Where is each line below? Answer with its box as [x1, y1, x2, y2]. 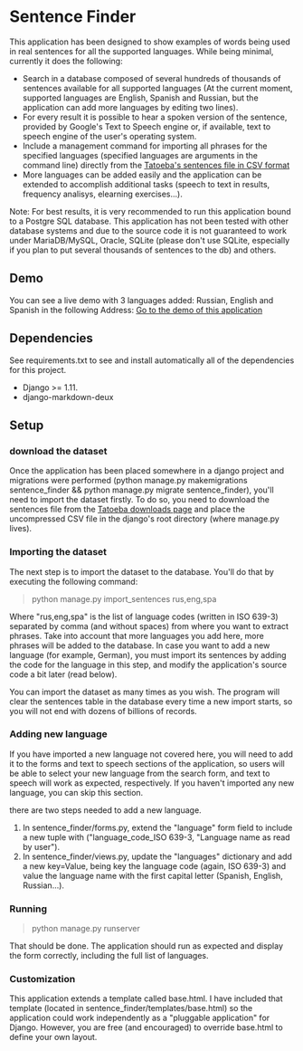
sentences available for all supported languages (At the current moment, [22, 82, 293, 93]
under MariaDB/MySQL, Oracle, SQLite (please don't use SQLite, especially [9, 234, 290, 245]
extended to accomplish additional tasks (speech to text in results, [22, 178, 270, 189]
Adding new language [9, 728, 108, 740]
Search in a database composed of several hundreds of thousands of [22, 72, 281, 83]
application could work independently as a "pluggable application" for [9, 1012, 270, 1024]
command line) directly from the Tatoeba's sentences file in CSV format [22, 159, 290, 170]
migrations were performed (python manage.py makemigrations [9, 475, 248, 486]
